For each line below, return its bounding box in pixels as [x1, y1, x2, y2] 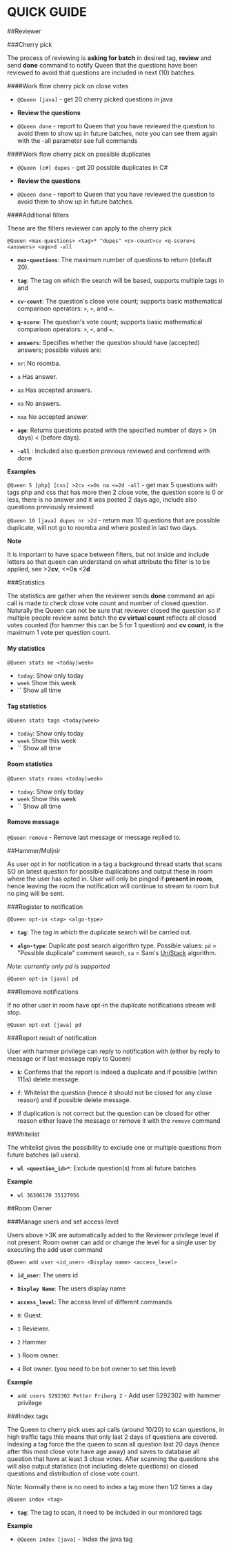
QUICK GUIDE [7, 4, 88, 20]
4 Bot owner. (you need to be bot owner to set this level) [17, 1364, 177, 1373]
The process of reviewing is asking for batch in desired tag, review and [7, 53, 212, 62]
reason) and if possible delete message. [17, 1095, 132, 1104]
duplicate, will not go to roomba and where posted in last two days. [7, 523, 198, 531]
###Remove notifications [7, 988, 79, 996]
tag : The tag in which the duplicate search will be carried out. [17, 928, 192, 936]
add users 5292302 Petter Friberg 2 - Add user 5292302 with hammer [17, 1391, 221, 1400]
